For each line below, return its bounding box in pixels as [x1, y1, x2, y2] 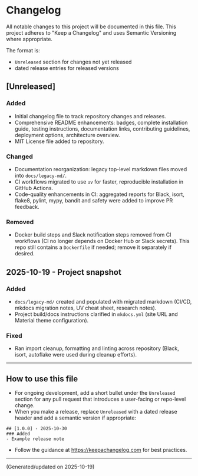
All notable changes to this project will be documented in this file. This [6, 23, 177, 30]
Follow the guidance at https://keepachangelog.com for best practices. [14, 447, 187, 454]
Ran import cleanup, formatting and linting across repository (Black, [14, 345, 179, 352]
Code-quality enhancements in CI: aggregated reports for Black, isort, [14, 191, 184, 198]
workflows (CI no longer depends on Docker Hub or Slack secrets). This [14, 238, 190, 245]
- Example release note [6, 436, 65, 442]
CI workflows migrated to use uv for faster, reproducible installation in [14, 178, 184, 185]
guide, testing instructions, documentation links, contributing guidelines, [14, 125, 190, 132]
